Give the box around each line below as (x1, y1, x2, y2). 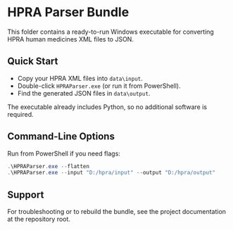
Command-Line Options (7, 131, 115, 143)
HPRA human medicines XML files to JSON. (7, 34, 134, 43)
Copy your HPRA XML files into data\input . (17, 74, 143, 82)
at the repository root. (7, 215, 70, 224)
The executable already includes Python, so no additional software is (7, 103, 208, 111)
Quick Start (7, 56, 58, 68)
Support (7, 189, 44, 200)
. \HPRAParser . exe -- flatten (7, 162, 90, 170)
